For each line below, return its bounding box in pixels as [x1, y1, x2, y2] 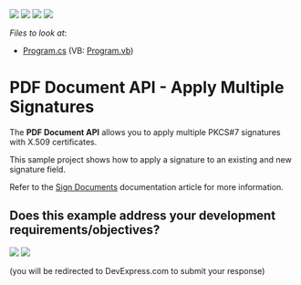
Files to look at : [9, 27, 67, 38]
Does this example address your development [9, 208, 276, 224]
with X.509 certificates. [9, 136, 98, 147]
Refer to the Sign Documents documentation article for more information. [9, 181, 285, 192]
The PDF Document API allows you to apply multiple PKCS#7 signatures [9, 126, 281, 137]
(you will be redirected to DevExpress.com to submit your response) [9, 265, 265, 276]
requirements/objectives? [9, 222, 161, 237]
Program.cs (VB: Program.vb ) [22, 46, 134, 56]
